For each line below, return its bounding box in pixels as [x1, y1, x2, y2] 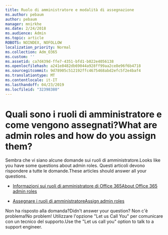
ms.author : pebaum [5, 12, 44, 17]
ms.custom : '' [5, 54, 35, 59]
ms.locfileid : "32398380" [5, 87, 60, 92]
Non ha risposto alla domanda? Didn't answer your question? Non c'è [5, 208, 148, 214]
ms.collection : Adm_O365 [5, 49, 58, 54]
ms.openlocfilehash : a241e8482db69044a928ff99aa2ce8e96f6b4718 [5, 63, 141, 68]
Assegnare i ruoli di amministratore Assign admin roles [12, 198, 125, 204]
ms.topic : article [5, 36, 44, 41]
